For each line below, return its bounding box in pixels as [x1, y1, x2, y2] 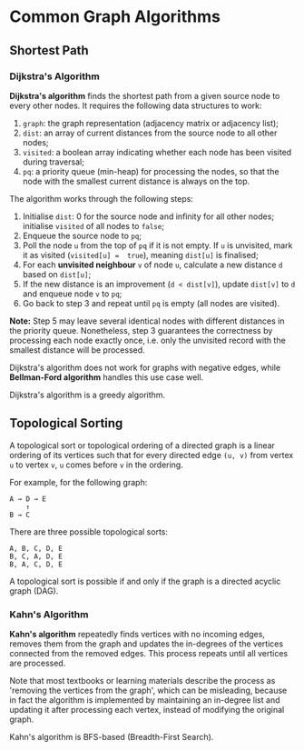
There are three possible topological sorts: [9, 526, 169, 537]
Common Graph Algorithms [9, 6, 221, 27]
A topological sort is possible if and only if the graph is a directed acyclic [9, 576, 281, 586]
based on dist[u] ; [22, 268, 92, 279]
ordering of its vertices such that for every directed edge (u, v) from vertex [9, 449, 294, 460]
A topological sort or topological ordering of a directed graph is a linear [9, 439, 275, 451]
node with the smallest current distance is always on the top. [22, 175, 250, 186]
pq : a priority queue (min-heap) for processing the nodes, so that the [22, 165, 279, 176]
